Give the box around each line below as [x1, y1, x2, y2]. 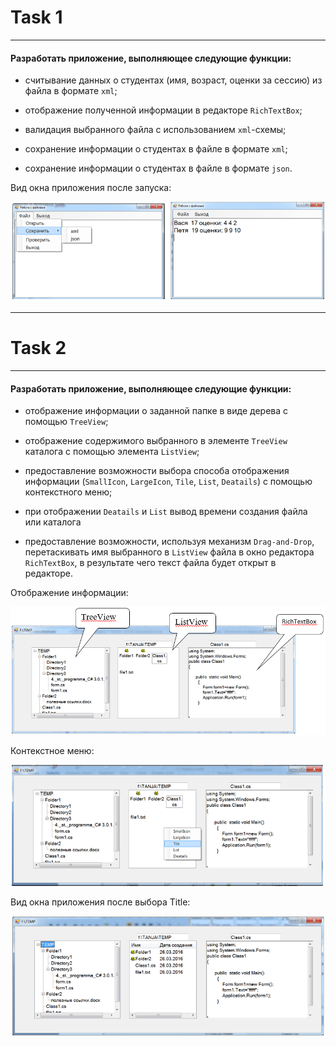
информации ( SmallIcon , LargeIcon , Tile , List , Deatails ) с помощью [24, 476, 313, 488]
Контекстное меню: [10, 745, 95, 757]
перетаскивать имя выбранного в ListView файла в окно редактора [24, 546, 315, 558]
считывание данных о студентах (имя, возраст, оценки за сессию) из [24, 74, 323, 86]
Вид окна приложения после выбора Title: [10, 896, 191, 908]
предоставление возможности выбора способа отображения [24, 465, 290, 477]
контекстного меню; [24, 486, 113, 498]
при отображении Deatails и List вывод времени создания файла [24, 506, 308, 518]
